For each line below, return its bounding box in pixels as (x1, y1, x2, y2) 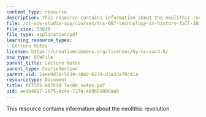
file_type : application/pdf (6, 32, 78, 38)
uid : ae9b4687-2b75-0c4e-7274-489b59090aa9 (6, 88, 120, 94)
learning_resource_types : (6, 37, 72, 43)
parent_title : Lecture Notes (6, 60, 81, 66)
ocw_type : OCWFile (6, 54, 53, 60)
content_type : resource (6, 9, 67, 15)
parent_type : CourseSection (6, 65, 78, 72)
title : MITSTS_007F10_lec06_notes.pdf (6, 83, 105, 89)
